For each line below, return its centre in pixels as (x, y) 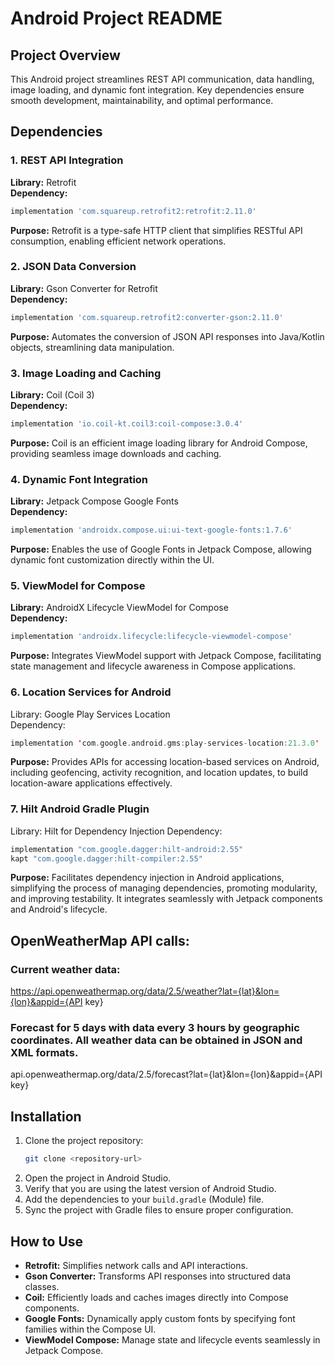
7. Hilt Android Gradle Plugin (80, 809)
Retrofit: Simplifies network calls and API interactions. (136, 1265)
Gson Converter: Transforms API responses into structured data (158, 1276)
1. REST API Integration (67, 160)
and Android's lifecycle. (59, 909)
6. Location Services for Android (91, 692)
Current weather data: (65, 969)
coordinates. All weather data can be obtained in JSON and (156, 1040)
